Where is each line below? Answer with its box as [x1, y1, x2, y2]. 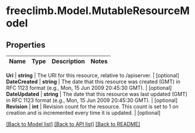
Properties [6, 40, 46, 50]
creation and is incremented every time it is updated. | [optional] [6, 110, 161, 116]
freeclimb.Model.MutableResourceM [6, 4, 190, 18]
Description [52, 57, 85, 65]
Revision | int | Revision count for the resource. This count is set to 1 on [6, 103, 179, 110]
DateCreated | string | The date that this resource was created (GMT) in [6, 78, 180, 85]
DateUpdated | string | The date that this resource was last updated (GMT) [6, 91, 188, 97]
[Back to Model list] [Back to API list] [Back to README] [6, 121, 141, 127]
